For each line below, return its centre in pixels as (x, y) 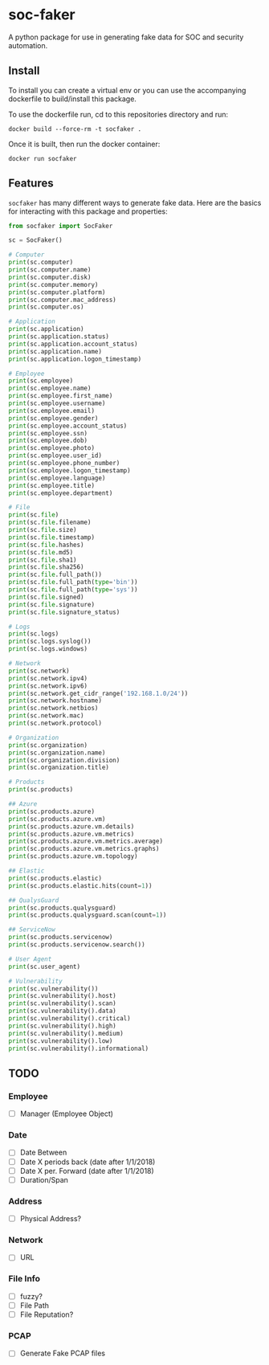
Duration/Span (44, 1179)
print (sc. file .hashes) (46, 545)
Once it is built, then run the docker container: (84, 144)
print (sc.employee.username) (57, 403)
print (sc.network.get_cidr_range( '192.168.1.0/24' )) (98, 693)
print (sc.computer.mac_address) (62, 300)
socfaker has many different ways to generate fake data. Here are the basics (135, 202)
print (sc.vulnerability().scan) (62, 1003)
